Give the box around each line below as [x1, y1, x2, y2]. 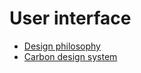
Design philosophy [23, 40, 101, 52]
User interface [9, 7, 132, 30]
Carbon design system [23, 50, 118, 62]
